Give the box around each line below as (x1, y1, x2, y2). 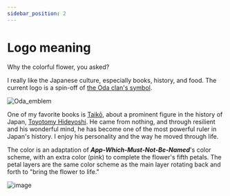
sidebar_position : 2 (7, 10, 67, 17)
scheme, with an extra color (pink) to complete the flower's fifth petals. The (7, 153, 222, 161)
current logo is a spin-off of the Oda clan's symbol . (7, 84, 153, 92)
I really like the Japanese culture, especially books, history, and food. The (7, 76, 217, 84)
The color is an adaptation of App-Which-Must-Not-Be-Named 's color (7, 146, 212, 154)
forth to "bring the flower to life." (7, 167, 100, 176)
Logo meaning (7, 39, 91, 55)
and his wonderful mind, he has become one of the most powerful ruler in (7, 125, 217, 133)
